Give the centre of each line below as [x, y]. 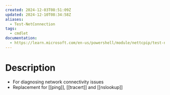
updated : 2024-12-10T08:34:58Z [38, 15]
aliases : [14, 19]
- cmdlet [19, 33]
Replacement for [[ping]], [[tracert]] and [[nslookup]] [68, 87]
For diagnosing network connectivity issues [58, 82]
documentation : [21, 38]
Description [30, 67]
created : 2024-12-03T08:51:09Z [38, 10]
